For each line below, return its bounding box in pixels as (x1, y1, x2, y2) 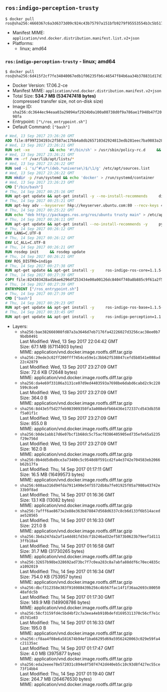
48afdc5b (19, 590, 38, 595)
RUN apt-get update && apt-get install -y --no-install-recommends (5, 194, 148, 199)
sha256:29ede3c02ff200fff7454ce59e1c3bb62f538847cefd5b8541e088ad (19, 355, 161, 360)
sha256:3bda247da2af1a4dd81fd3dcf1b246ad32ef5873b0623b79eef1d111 (19, 534, 161, 539)
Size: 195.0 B (19, 625, 46, 631)
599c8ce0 (19, 385, 38, 390)
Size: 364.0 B (19, 395, 48, 401)
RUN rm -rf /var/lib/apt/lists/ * (5, 157, 75, 162)
